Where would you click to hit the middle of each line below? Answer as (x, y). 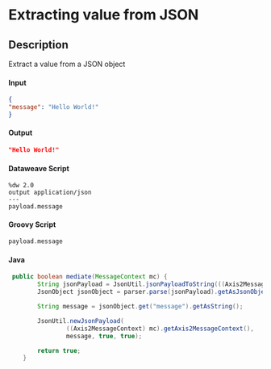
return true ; (59, 350)
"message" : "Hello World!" (54, 107)
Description (38, 45)
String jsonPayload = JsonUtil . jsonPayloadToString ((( (131, 284)
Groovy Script (32, 224)
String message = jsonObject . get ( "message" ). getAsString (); (140, 307)
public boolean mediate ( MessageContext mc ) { (90, 277)
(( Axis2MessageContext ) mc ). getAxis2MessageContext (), (160, 329)
